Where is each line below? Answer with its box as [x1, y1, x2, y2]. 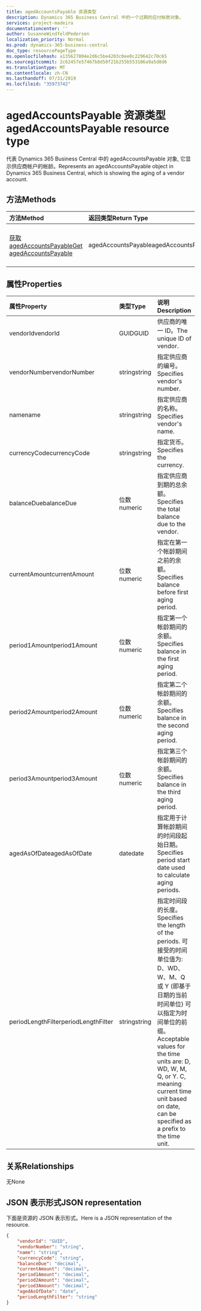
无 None [6, 1178, 25, 1185]
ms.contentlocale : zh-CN [6, 70, 68, 76]
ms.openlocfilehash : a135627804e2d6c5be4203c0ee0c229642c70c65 [6, 53, 167, 59]
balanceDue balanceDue [9, 499, 77, 507]
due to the [157, 520, 186, 528]
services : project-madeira [6, 20, 74, 26]
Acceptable [157, 1034, 190, 1043]
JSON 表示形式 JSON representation [6, 1197, 142, 1207]
